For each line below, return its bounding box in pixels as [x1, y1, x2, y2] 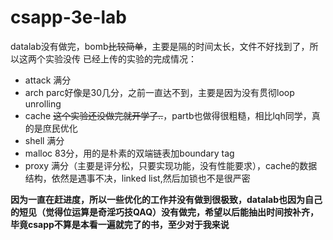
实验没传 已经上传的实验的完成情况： [44, 52, 197, 65]
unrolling [24, 97, 62, 110]
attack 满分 [24, 74, 72, 86]
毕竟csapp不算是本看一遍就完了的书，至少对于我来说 [10, 218, 230, 230]
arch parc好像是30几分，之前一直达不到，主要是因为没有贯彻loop [24, 86, 295, 98]
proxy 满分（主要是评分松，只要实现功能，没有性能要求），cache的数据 [24, 159, 318, 171]
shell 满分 [24, 134, 65, 146]
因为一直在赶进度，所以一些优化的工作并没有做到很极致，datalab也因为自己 [10, 193, 323, 205]
